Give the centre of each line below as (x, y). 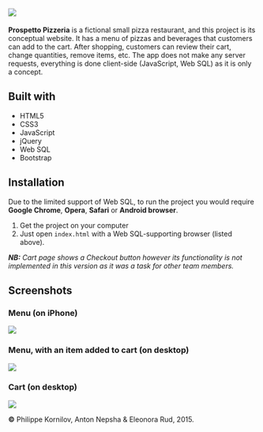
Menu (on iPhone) (43, 313)
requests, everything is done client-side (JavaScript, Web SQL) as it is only (130, 63)
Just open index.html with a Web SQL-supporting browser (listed (126, 234)
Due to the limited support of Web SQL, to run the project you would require (131, 201)
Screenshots (40, 290)
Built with (32, 97)
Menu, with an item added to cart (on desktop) (99, 350)
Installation (36, 183)
